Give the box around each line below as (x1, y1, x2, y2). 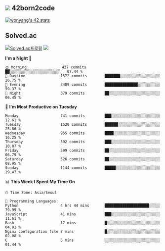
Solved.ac (5, 32, 37, 40)
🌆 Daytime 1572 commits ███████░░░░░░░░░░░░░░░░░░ (5, 73, 161, 78)
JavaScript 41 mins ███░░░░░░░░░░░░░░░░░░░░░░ (5, 211, 161, 217)
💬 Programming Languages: (5, 199, 58, 203)
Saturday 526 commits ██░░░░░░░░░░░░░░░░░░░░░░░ (5, 156, 161, 161)
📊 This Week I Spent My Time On (5, 178, 75, 185)
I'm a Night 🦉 (5, 55, 32, 61)
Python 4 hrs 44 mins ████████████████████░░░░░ (5, 203, 161, 208)
